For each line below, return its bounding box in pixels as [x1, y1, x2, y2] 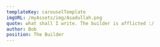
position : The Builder [6, 32, 64, 38]
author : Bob [6, 26, 37, 32]
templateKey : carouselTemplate [6, 9, 86, 15]
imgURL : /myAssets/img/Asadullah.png [6, 15, 103, 21]
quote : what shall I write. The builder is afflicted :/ [6, 20, 155, 26]
